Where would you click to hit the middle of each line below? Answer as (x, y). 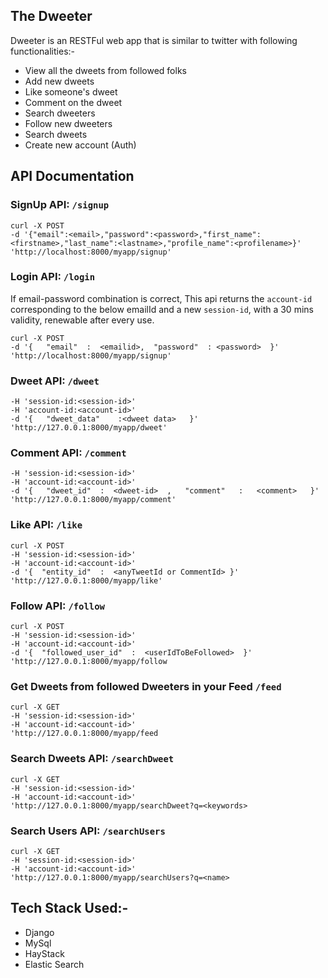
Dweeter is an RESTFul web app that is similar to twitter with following (154, 40)
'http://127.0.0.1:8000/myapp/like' (86, 580)
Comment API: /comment (68, 453)
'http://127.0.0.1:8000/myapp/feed (84, 734)
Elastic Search (54, 964)
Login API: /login (53, 277)
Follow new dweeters (68, 123)
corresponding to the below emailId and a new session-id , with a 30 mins (162, 309)
